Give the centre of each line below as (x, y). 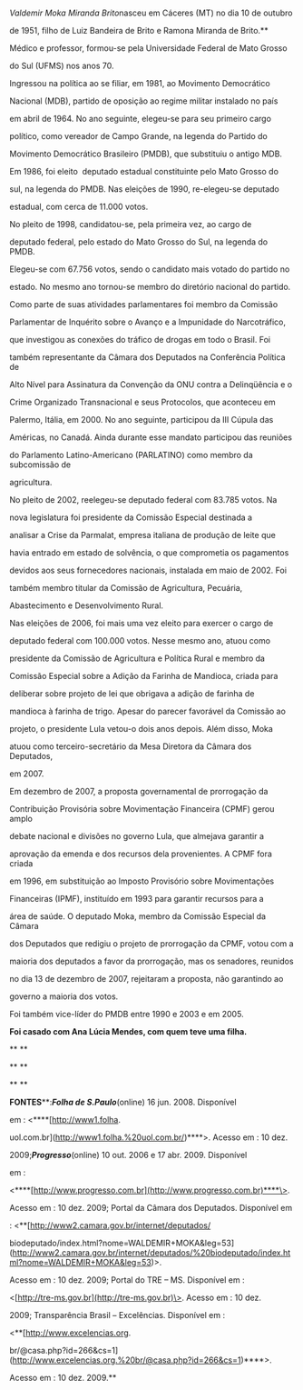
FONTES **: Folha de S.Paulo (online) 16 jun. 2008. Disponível (123, 1102)
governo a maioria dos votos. (64, 996)
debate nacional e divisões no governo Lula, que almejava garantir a (137, 836)
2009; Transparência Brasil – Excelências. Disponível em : (117, 1315)
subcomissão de (40, 465)
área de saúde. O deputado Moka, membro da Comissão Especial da (137, 916)
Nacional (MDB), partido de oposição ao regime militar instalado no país (144, 101)
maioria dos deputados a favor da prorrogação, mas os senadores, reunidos (151, 961)
